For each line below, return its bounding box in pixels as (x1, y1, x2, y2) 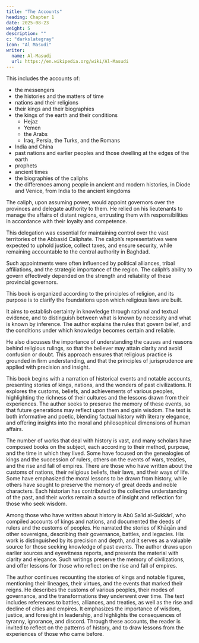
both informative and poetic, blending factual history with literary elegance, (6, 413, 190, 420)
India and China (14, 143, 53, 150)
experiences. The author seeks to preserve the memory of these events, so (6, 400, 191, 407)
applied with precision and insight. (6, 363, 90, 370)
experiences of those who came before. (6, 630, 104, 637)
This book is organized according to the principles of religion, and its (6, 290, 174, 297)
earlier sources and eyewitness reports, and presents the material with (6, 549, 179, 556)
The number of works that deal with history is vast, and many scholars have (6, 437, 192, 444)
